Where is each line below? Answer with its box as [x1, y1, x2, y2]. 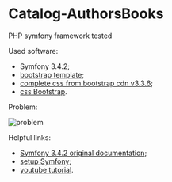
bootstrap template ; [19, 70, 85, 79]
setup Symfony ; [19, 156, 72, 166]
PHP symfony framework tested [8, 31, 113, 40]
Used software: [8, 46, 59, 55]
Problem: [8, 102, 38, 112]
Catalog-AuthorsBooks [8, 5, 164, 23]
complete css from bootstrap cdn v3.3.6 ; [19, 78, 153, 88]
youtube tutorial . [19, 165, 74, 174]
